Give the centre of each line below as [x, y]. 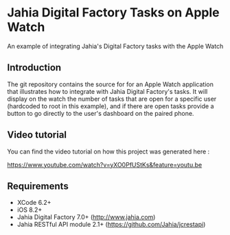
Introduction [34, 67]
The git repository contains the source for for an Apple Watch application [111, 84]
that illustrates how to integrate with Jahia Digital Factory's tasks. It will [107, 91]
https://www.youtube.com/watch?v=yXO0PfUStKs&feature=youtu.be [105, 164]
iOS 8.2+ [30, 210]
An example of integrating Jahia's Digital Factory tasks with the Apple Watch [115, 46]
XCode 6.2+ [34, 203]
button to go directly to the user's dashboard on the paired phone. [101, 113]
